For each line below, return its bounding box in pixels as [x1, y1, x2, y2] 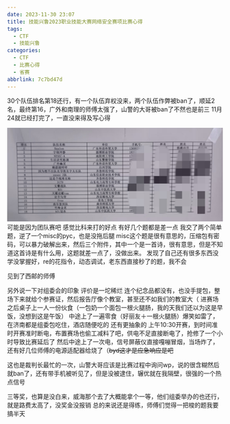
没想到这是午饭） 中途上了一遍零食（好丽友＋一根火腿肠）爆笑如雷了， [18, 312, 219, 321]
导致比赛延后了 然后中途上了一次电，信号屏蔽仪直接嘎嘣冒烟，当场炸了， [12, 338, 219, 346]
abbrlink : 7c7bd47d [7, 76, 63, 83]
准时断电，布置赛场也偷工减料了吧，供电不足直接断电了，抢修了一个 [25, 329, 217, 338]
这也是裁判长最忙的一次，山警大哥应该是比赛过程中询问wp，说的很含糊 [7, 361, 208, 369]
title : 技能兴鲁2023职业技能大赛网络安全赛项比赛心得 [7, 18, 143, 25]
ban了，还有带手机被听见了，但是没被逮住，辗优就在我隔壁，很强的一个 [12, 369, 216, 377]
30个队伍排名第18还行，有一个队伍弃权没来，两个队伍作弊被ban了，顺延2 [7, 96, 216, 105]
